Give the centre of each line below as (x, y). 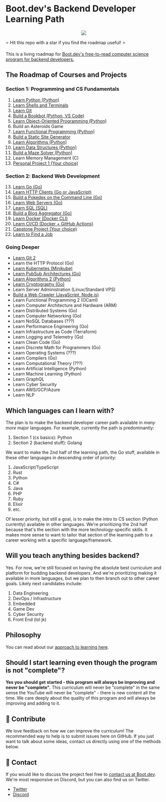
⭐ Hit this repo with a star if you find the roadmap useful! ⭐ (66, 42)
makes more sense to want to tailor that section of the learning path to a (79, 535)
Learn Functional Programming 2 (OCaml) (55, 300)
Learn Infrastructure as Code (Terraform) (55, 332)
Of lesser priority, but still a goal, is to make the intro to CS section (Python (82, 519)
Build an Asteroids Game (38, 126)
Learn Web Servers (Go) (38, 202)
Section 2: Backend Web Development (53, 176)
